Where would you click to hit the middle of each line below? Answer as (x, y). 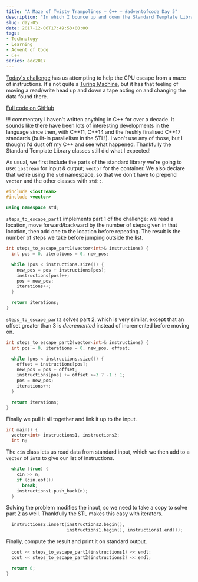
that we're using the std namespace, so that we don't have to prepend (91, 174)
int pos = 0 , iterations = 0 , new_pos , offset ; (71, 348)
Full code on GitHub (30, 108)
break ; (30, 485)
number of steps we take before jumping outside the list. (75, 238)
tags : (13, 34)
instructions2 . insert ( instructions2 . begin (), (68, 525)
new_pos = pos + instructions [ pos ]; (62, 270)
